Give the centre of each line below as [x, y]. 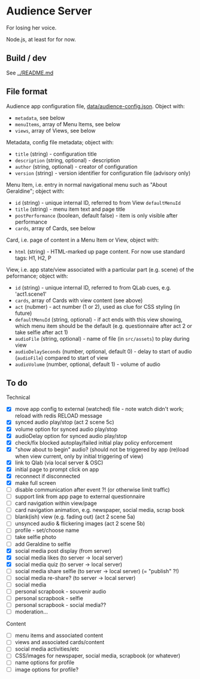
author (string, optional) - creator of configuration [76, 166]
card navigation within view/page [56, 504]
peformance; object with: [37, 276]
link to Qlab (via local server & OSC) [59, 462]
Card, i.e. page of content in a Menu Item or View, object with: [83, 240]
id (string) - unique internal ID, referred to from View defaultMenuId [98, 202]
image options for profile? [47, 669]
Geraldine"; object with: [35, 191]
